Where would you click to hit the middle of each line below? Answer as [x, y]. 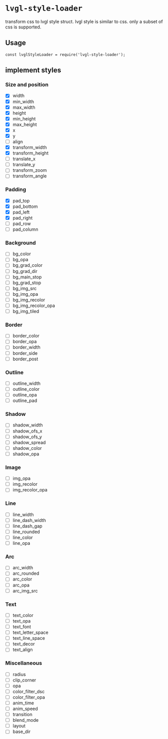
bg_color [22, 254]
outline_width [27, 383]
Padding [16, 190]
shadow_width [28, 425]
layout [19, 726]
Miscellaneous [24, 663]
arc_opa [21, 585]
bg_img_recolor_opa [34, 305]
